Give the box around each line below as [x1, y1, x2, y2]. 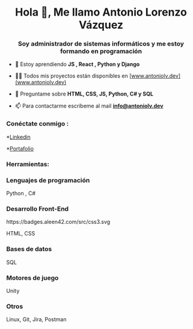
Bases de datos [6, 245, 52, 253]
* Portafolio [6, 145, 34, 152]
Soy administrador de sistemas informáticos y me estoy [17, 40, 185, 48]
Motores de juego [6, 273, 59, 282]
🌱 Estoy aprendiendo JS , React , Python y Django [14, 61, 140, 68]
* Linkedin [6, 133, 31, 140]
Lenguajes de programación [6, 176, 90, 184]
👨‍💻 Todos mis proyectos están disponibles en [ [14, 72, 132, 80]
